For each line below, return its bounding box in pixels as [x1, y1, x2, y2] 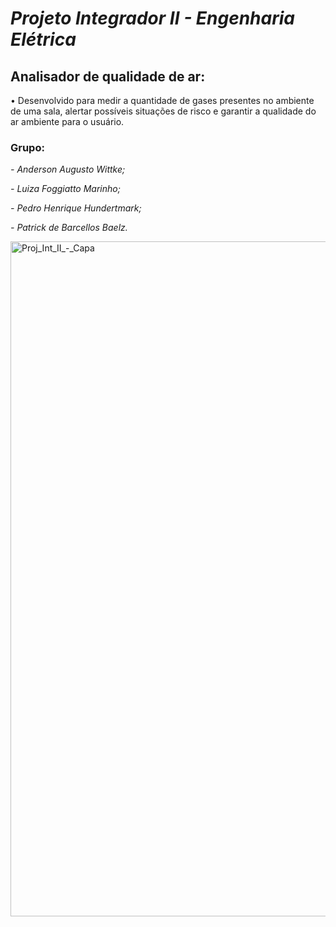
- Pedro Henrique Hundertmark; [10, 202, 142, 214]
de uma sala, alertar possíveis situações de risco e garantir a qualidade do [10, 105, 317, 117]
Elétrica [10, 28, 77, 51]
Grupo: [10, 140, 45, 154]
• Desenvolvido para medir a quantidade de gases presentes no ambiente [10, 95, 315, 106]
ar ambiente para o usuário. [10, 116, 125, 127]
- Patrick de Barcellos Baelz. [10, 222, 128, 234]
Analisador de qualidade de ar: [10, 68, 206, 85]
